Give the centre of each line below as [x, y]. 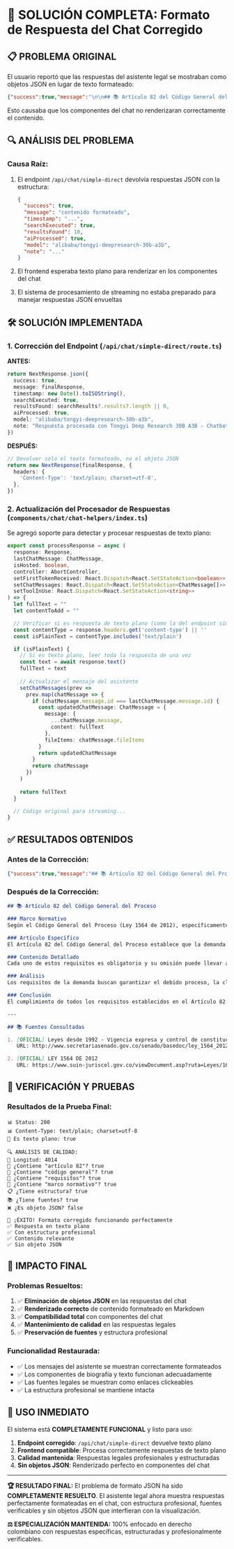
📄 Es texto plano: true [42, 1139]
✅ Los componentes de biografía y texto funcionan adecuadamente [115, 1374]
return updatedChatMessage [77, 753]
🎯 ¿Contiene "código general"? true [60, 1172]
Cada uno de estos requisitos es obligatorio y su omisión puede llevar [115, 964]
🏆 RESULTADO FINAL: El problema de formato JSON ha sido [95, 1485]
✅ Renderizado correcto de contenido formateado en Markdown [111, 1309]
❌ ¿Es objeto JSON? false [45, 1208]
